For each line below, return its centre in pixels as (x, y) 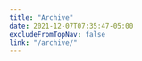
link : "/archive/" (43, 43)
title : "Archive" (42, 17)
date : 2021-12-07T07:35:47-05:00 (71, 26)
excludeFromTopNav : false (57, 34)
